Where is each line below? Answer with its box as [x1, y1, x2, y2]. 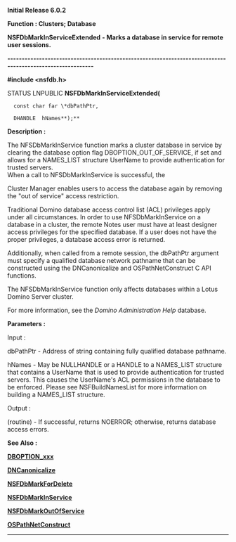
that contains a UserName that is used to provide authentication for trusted [7, 368, 225, 376]
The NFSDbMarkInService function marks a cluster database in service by [7, 141, 223, 149]
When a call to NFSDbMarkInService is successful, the [7, 171, 166, 179]
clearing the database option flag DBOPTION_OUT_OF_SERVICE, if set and [7, 148, 222, 157]
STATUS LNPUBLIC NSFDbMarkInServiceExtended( [7, 89, 160, 97]
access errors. [7, 425, 49, 433]
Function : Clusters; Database [7, 20, 96, 27]
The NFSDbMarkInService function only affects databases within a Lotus [7, 285, 218, 293]
